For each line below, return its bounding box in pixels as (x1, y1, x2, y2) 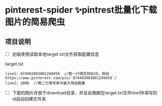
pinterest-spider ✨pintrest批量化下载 (5, 4, 157, 16)
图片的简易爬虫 (5, 17, 65, 28)
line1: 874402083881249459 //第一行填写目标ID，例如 (5, 71, 109, 76)
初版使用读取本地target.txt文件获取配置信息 (12, 52, 99, 57)
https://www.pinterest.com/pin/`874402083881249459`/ (5, 76, 117, 81)
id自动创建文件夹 (12, 96, 46, 102)
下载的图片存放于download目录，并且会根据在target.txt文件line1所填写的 (12, 90, 158, 96)
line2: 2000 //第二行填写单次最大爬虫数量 (5, 81, 85, 86)
